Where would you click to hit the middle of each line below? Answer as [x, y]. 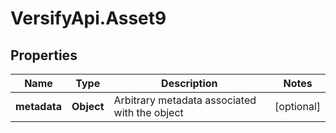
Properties [44, 55]
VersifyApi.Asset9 [88, 18]
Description [189, 83]
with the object [148, 112]
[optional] [297, 106]
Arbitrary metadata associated [185, 100]
